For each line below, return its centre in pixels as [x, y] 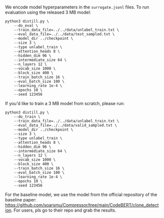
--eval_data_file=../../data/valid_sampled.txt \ [66, 125]
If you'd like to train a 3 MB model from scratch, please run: [65, 103]
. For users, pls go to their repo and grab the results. [64, 210]
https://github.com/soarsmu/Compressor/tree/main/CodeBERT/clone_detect [82, 205]
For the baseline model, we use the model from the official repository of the [81, 194]
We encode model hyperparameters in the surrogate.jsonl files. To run [77, 7]
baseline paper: [21, 200]
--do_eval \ [26, 26]
